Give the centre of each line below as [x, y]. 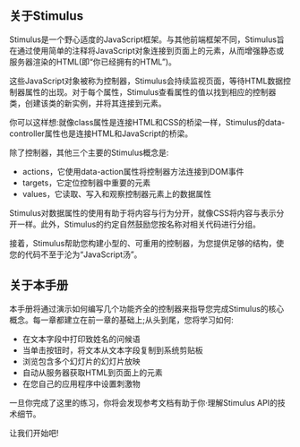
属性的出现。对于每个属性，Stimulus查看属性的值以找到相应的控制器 [150, 91]
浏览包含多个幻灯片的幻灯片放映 [81, 361]
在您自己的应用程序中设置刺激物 [81, 383]
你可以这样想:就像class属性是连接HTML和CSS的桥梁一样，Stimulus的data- [147, 122]
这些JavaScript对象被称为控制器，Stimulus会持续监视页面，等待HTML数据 [146, 81]
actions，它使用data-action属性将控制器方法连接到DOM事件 [133, 171]
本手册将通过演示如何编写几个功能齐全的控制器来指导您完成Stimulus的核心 [147, 308]
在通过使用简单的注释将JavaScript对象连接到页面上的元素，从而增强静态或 [147, 50]
